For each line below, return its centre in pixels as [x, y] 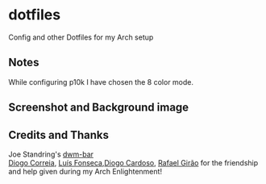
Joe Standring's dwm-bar [51, 154]
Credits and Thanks [59, 135]
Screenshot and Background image [99, 108]
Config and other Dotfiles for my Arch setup [81, 37]
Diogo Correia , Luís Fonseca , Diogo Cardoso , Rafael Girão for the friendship [133, 162]
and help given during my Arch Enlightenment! [85, 171]
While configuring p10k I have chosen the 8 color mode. [101, 82]
